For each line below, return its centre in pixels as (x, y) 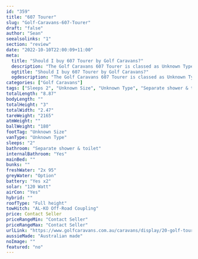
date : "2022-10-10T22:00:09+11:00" (50, 50)
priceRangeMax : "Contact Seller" (47, 225)
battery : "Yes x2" (29, 181)
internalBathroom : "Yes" (37, 154)
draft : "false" (25, 28)
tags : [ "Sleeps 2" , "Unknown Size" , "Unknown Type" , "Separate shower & (97, 88)
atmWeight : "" (24, 121)
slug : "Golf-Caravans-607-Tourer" (49, 22)
